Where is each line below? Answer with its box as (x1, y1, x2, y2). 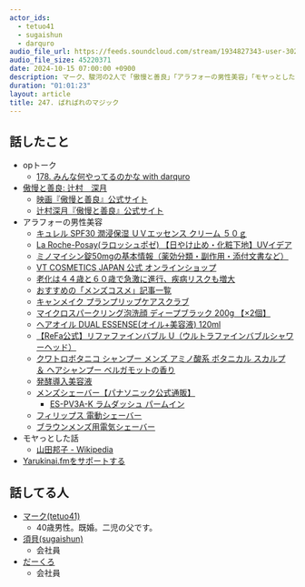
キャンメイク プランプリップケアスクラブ (35, 297, 190, 308)
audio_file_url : (9, 47, 71, 56)
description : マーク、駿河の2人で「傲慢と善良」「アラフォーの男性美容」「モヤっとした (9, 73, 296, 82)
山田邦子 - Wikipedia (35, 444, 113, 455)
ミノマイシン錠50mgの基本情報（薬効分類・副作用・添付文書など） (35, 251, 289, 262)
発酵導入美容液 (35, 376, 93, 387)
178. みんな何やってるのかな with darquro (35, 171, 191, 182)
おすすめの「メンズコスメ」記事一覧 (35, 285, 172, 296)
